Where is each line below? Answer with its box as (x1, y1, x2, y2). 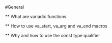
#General (5, 4, 24, 10)
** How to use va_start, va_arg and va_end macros (5, 23, 108, 29)
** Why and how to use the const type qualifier (5, 33, 101, 38)
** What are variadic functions (5, 14, 67, 19)
